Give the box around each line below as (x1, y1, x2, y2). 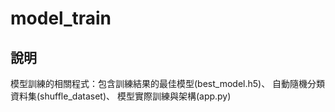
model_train (10, 7, 112, 30)
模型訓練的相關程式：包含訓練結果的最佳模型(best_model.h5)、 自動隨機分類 (10, 78, 326, 89)
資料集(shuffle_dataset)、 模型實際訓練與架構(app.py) (10, 90, 232, 102)
